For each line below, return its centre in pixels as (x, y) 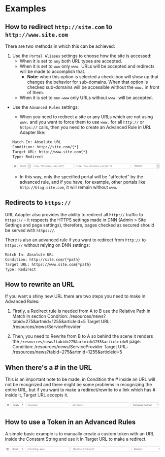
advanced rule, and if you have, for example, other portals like (82, 182)
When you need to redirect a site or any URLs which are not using (86, 117)
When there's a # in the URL (49, 367)
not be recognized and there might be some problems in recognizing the (79, 385)
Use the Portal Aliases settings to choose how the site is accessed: (82, 56)
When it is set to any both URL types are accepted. (71, 61)
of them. (35, 92)
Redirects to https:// (38, 203)
